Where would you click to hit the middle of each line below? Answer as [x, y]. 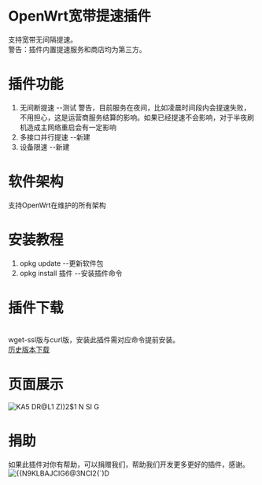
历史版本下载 [29, 349]
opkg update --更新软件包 [61, 263]
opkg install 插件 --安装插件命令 [71, 273]
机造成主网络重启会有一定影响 [68, 127]
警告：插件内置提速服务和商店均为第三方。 [77, 49]
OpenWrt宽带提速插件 [80, 16]
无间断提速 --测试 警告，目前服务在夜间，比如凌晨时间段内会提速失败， [135, 107]
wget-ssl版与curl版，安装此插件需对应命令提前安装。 [94, 339]
